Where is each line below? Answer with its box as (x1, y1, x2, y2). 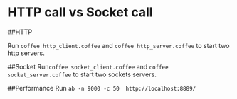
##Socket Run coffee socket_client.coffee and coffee (7, 62, 169, 71)
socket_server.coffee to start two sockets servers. (7, 70, 157, 78)
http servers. (7, 49, 45, 57)
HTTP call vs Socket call (7, 4, 153, 21)
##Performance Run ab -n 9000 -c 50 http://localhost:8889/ (7, 83, 196, 92)
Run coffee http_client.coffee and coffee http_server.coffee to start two (7, 41, 230, 49)
